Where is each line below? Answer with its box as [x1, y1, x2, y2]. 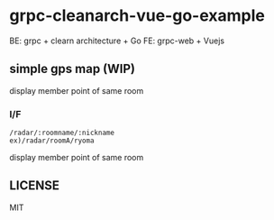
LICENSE [9, 178, 60, 194]
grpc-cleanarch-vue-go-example [9, 5, 266, 26]
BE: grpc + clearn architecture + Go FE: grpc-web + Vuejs [9, 35, 225, 46]
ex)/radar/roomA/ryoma [9, 136, 95, 145]
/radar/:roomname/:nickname [9, 128, 115, 138]
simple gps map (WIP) [9, 61, 135, 77]
